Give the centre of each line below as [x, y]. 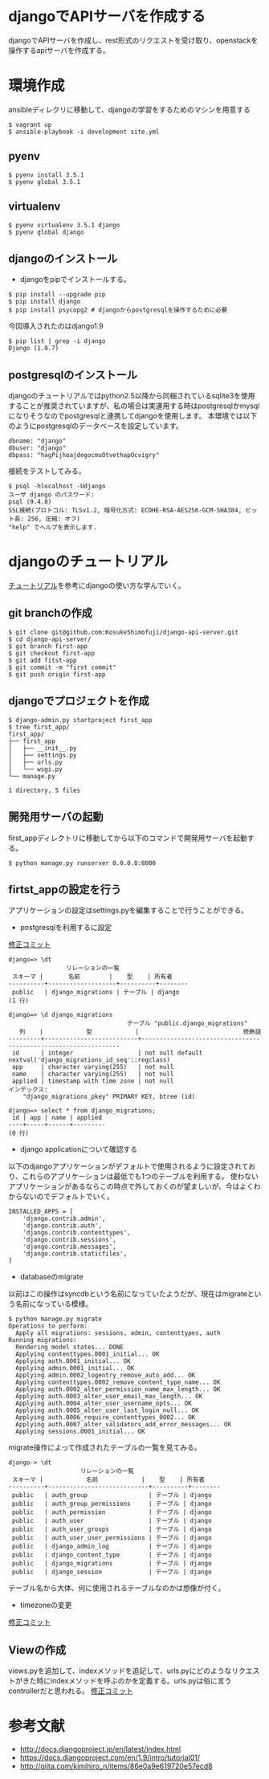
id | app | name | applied [57, 1118]
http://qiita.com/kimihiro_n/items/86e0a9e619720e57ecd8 [116, 1766]
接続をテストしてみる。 [47, 471]
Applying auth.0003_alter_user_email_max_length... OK [109, 1397]
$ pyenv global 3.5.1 [45, 182]
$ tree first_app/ [39, 727]
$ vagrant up [30, 124]
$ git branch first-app [48, 646]
